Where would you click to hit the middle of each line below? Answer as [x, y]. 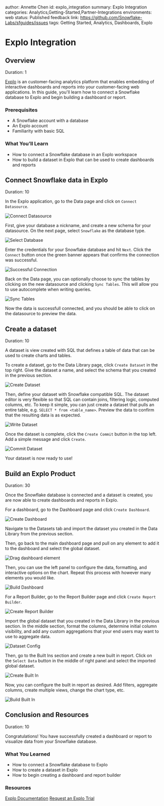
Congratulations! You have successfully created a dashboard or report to [79, 736]
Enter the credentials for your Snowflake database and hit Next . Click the [78, 250]
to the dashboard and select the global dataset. [53, 549]
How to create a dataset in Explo [45, 770]
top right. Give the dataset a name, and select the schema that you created [81, 370]
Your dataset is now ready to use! [39, 458]
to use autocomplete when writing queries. [48, 289]
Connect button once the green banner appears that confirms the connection [82, 255]
